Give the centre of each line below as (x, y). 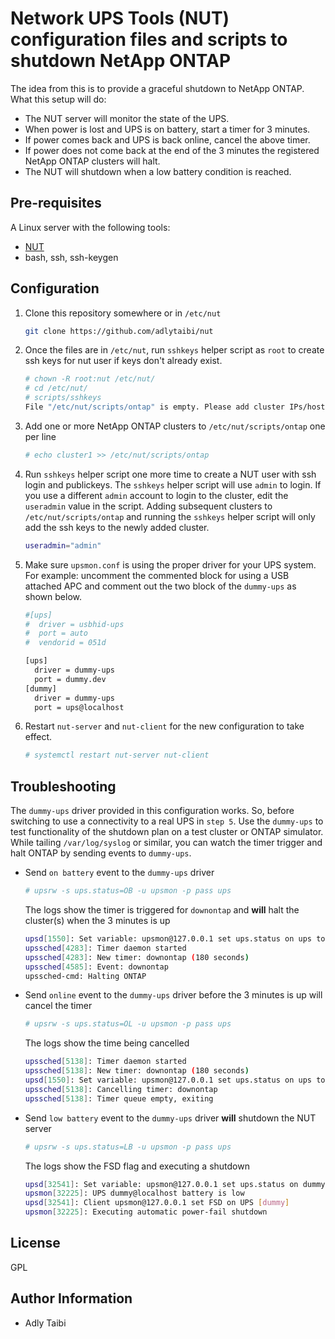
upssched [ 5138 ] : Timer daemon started (105, 1062)
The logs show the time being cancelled (107, 1043)
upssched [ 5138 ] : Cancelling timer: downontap (121, 1089)
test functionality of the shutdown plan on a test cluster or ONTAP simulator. (167, 832)
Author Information (71, 1298)
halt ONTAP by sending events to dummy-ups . (101, 853)
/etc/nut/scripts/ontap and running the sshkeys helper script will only (170, 516)
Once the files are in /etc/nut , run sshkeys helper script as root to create (174, 350)
